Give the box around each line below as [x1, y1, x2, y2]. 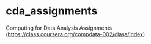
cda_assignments [6, 4, 98, 18]
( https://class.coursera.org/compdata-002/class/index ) [6, 30, 145, 37]
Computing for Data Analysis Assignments [6, 24, 112, 31]
